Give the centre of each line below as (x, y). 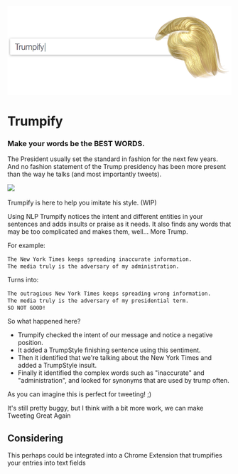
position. (31, 343)
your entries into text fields (47, 463)
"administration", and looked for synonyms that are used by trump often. (123, 381)
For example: (27, 246)
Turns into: (23, 280)
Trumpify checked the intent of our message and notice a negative (115, 335)
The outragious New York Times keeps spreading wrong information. (109, 294)
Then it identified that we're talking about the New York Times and (114, 358)
